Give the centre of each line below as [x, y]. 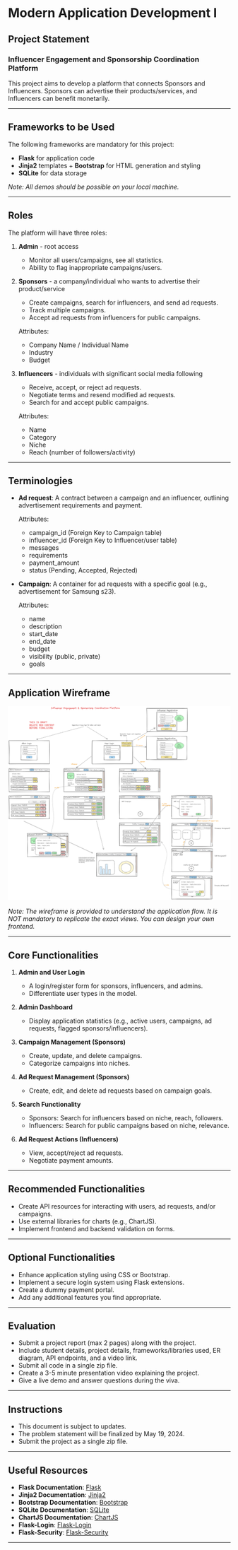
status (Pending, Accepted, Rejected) [83, 570]
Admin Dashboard [46, 1007]
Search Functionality [49, 1104]
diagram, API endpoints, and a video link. [78, 1358]
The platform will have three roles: [58, 233]
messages [44, 548]
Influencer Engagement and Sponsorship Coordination [104, 59]
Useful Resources [48, 1470]
